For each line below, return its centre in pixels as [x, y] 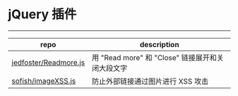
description [159, 44]
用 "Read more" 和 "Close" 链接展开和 [154, 57]
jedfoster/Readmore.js [48, 62]
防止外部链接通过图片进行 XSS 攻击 [150, 81]
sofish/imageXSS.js [44, 81]
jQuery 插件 [42, 14]
